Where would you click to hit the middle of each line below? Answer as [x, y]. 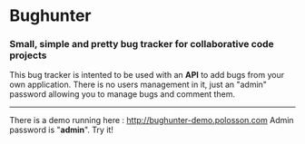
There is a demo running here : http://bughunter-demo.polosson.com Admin [152, 120]
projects [28, 55]
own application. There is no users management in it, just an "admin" [138, 85]
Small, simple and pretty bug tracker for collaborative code [142, 44]
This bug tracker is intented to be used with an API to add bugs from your [147, 75]
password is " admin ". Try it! [61, 130]
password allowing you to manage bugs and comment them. [123, 94]
